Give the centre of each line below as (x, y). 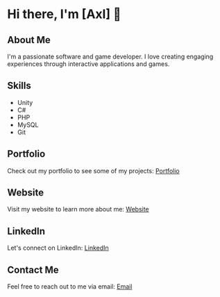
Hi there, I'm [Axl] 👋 (64, 14)
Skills (19, 86)
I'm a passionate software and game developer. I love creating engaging (110, 56)
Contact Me (33, 270)
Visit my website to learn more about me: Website (78, 209)
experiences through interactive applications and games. (88, 64)
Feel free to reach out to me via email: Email (70, 287)
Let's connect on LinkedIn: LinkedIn (58, 248)
